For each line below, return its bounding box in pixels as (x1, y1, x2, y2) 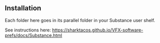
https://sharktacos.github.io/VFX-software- (52, 27, 144, 33)
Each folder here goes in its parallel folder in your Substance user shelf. (5, 17, 155, 23)
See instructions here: (5, 27, 52, 33)
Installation (5, 4, 41, 12)
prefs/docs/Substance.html (5, 32, 62, 38)
